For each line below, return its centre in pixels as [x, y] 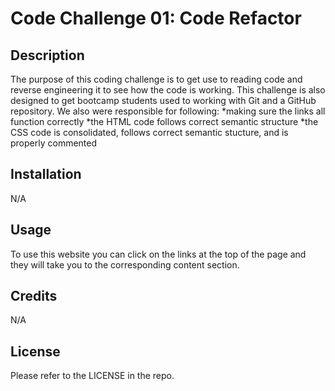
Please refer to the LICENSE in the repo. [92, 376]
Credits [34, 296]
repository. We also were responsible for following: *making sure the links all [168, 111]
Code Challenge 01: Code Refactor [156, 18]
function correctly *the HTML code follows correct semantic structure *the [164, 121]
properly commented [54, 143]
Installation [46, 174]
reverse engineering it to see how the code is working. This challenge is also [168, 90]
